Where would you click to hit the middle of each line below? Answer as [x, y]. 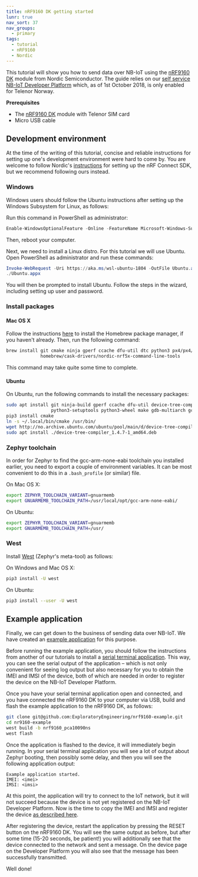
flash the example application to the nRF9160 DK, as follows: [80, 706]
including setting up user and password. [55, 291]
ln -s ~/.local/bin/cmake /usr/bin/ [51, 422]
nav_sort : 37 [22, 22]
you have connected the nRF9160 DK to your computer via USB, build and [96, 700]
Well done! [19, 869]
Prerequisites [23, 102]
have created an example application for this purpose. [72, 639]
